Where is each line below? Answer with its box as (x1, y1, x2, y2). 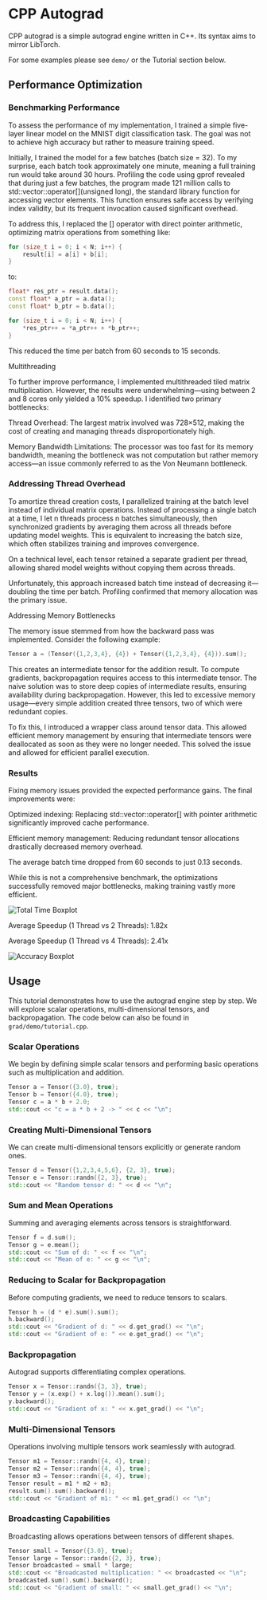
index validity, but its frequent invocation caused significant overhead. (8, 203, 238, 213)
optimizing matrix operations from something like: (8, 227, 171, 237)
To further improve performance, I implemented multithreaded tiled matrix (8, 376, 250, 387)
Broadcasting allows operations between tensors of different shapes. (8, 1531, 234, 1541)
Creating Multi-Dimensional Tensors (8, 1124, 153, 1135)
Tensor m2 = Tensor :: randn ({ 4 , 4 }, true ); (8, 1464, 151, 1473)
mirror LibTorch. (8, 39, 61, 49)
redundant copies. (8, 706, 68, 716)
